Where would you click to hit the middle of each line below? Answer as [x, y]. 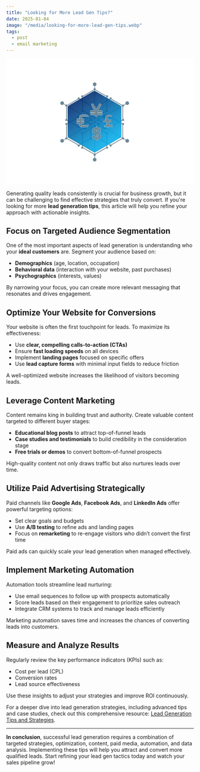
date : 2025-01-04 [28, 19]
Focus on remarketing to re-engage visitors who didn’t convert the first [102, 533]
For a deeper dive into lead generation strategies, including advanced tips [97, 707]
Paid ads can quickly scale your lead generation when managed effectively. [99, 551]
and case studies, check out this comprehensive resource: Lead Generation [99, 714]
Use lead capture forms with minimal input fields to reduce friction [97, 364]
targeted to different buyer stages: [48, 421]
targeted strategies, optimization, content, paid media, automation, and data [99, 743]
